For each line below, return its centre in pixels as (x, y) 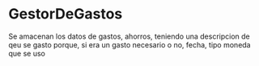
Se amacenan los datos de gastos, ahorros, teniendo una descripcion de (129, 36)
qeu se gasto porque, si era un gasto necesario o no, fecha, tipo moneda (129, 44)
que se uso (27, 53)
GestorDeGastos (66, 14)
